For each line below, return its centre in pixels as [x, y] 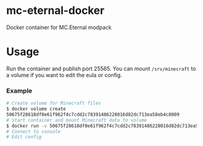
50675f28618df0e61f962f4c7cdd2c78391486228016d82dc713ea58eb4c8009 [93, 114]
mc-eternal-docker [55, 11]
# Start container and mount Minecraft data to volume [77, 120]
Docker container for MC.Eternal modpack [59, 27]
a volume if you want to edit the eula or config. [64, 75]
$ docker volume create [36, 109]
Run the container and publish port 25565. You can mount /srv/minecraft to [101, 68]
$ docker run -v [27, 126]
